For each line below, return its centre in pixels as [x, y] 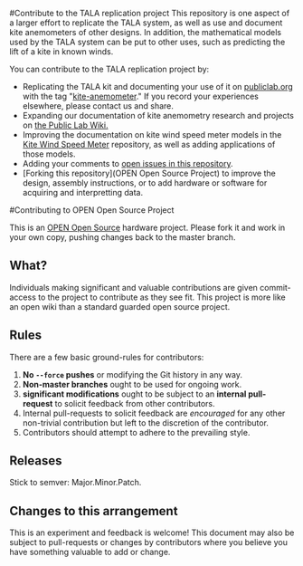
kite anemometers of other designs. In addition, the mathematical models [146, 32]
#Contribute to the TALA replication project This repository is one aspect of [150, 13]
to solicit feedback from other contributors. [135, 403]
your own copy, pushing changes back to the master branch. [123, 237]
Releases [36, 461]
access [23, 297]
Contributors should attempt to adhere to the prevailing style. [136, 432]
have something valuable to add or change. [90, 552]
